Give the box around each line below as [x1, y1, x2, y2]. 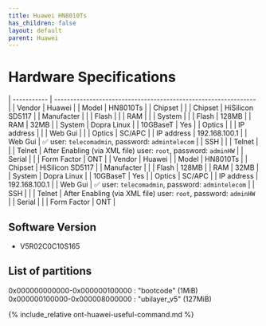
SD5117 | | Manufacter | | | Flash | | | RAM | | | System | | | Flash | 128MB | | [8, 112, 252, 121]
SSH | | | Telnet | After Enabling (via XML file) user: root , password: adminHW [8, 189, 256, 198]
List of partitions [8, 265, 92, 278]
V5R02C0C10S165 [19, 242, 80, 251]
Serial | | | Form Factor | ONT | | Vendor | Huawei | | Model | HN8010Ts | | [8, 155, 248, 164]
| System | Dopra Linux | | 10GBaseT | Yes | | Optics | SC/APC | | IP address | [8, 171, 259, 181]
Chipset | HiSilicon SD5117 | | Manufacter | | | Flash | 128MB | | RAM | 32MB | [8, 163, 259, 172]
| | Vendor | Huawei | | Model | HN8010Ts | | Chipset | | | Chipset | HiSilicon [8, 103, 254, 112]
